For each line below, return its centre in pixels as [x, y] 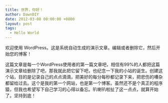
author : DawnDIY [22, 14]
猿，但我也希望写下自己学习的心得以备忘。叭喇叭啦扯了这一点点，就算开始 [82, 89]
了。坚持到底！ [20, 96]
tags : [11, 28]
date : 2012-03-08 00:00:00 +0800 [40, 19]
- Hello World [24, 33]
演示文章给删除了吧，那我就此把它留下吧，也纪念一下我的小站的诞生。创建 [82, 71]
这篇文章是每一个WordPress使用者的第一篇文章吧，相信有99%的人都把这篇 [83, 64]
